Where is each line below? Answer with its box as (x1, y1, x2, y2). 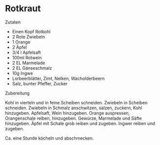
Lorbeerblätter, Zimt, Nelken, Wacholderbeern (12, 75, 105, 81)
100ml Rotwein (12, 54, 42, 60)
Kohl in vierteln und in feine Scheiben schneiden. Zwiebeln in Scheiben (5, 99, 148, 105)
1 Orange (12, 39, 31, 45)
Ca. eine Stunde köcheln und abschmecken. (5, 135, 94, 141)
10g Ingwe (12, 70, 33, 76)
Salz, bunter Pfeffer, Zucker (12, 80, 68, 86)
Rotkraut (5, 3, 41, 14)
